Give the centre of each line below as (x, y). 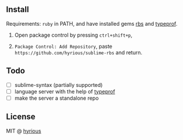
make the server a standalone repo (57, 98)
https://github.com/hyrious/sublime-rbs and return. (78, 52)
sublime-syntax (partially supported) (58, 85)
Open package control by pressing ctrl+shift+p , (73, 35)
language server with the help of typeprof (65, 91)
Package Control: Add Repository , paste (63, 46)
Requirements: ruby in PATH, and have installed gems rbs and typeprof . (92, 23)
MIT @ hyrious (24, 131)
